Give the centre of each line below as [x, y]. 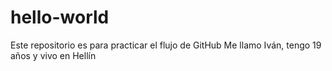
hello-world [60, 17]
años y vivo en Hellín [53, 55]
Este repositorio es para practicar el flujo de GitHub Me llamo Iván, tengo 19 [166, 45]
